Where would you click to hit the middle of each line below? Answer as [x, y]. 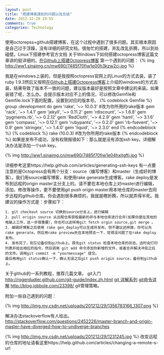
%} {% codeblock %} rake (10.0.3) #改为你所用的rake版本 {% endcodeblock [82, 133]
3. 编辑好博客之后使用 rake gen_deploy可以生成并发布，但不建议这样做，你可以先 [79, 228]
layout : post [18, 10]
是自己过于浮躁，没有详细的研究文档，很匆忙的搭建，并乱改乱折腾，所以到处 [82, 48]
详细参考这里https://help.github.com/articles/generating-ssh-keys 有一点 [79, 165]
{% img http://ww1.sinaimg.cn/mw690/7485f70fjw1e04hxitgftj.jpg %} [75, 155]
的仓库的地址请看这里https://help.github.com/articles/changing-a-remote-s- [82, 343]
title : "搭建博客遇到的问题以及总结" [39, 14]
